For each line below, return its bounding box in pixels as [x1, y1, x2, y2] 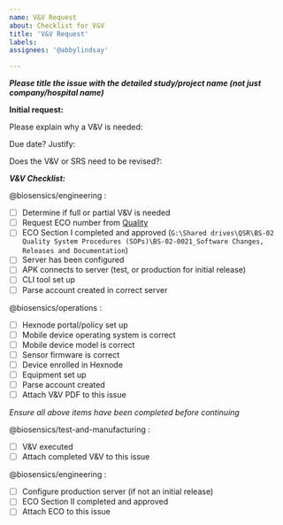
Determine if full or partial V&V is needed [21, 207, 171, 218]
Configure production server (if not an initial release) [21, 486, 214, 497]
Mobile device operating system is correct [21, 329, 176, 340]
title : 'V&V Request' [9, 29, 89, 38]
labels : [9, 37, 38, 47]
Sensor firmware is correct [21, 349, 120, 359]
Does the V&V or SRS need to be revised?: [9, 156, 163, 166]
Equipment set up [21, 369, 87, 380]
